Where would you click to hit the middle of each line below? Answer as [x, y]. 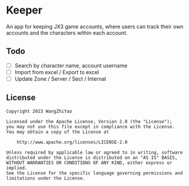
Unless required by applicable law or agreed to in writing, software [94, 152]
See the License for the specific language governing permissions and [94, 173]
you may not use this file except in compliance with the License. [91, 127]
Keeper [24, 10]
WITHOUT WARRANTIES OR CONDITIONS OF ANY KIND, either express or [89, 162]
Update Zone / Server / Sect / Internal [60, 79]
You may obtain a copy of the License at [58, 132]
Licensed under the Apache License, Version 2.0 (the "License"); [89, 121]
